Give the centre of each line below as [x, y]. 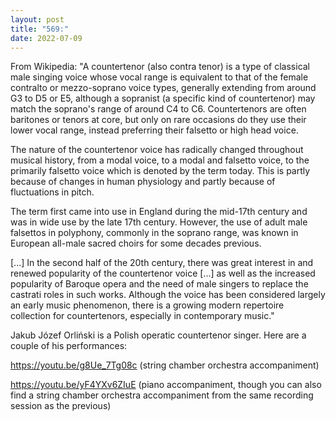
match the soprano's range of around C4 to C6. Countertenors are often [158, 109]
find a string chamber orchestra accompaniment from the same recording [162, 395]
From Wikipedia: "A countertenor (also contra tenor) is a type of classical [160, 67]
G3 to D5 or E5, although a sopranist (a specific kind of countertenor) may [163, 98]
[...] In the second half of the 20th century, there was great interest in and [162, 263]
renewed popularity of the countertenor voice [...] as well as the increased [163, 273]
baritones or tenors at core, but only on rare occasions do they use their [158, 120]
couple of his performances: [69, 346]
